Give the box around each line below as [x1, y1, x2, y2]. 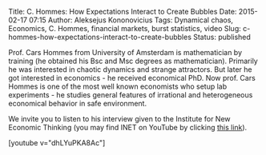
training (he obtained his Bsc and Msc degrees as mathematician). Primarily [8, 56, 258, 66]
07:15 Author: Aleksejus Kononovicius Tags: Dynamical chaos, [29, 15, 234, 25]
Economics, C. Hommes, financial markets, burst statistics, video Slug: [8, 24, 242, 33]
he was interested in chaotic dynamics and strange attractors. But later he [8, 65, 252, 74]
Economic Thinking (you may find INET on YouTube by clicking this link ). [8, 123, 248, 132]
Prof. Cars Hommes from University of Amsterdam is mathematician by [8, 48, 243, 57]
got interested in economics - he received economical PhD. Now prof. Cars [8, 74, 256, 82]
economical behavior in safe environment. [8, 99, 147, 108]
